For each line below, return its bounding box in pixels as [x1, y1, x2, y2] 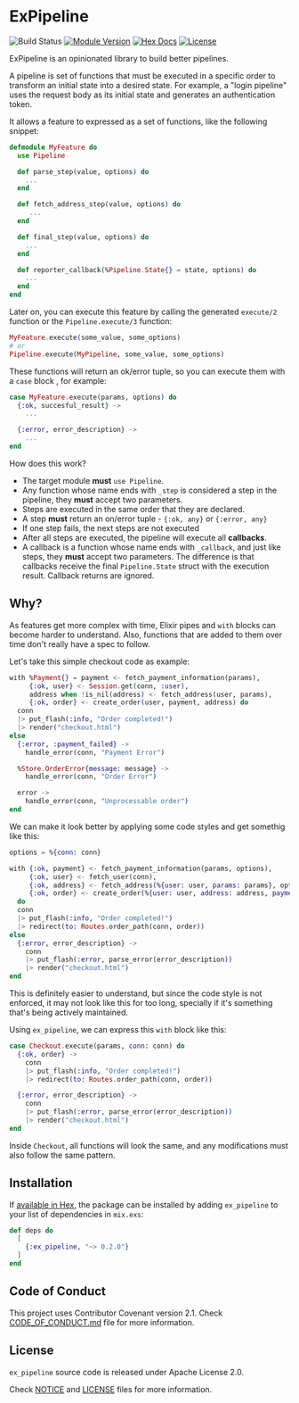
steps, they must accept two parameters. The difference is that [21, 551, 255, 561]
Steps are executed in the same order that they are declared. [21, 503, 246, 514]
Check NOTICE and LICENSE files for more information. [9, 1383, 213, 1394]
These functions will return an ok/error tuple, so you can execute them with [9, 366, 286, 377]
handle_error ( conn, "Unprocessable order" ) [25, 797, 190, 806]
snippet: [9, 125, 39, 136]
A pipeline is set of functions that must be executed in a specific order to [9, 70, 276, 81]
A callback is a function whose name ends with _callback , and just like [21, 542, 282, 552]
